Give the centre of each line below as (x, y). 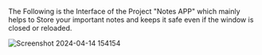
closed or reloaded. (40, 28)
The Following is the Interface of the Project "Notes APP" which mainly (124, 11)
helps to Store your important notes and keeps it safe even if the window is (131, 20)
